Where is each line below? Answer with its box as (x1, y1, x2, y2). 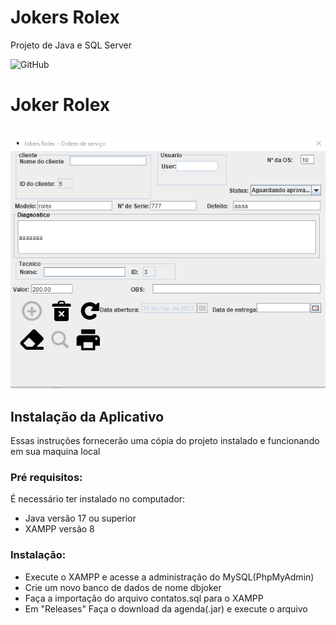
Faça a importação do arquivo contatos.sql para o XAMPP (24, 592, 264, 604)
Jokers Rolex (10, 6, 120, 29)
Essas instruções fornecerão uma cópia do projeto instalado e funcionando (10, 435, 320, 447)
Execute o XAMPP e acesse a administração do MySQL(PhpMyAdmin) (24, 571, 315, 583)
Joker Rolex (10, 94, 111, 116)
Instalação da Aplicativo (10, 408, 165, 425)
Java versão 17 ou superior (24, 512, 137, 525)
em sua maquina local (10, 446, 101, 458)
